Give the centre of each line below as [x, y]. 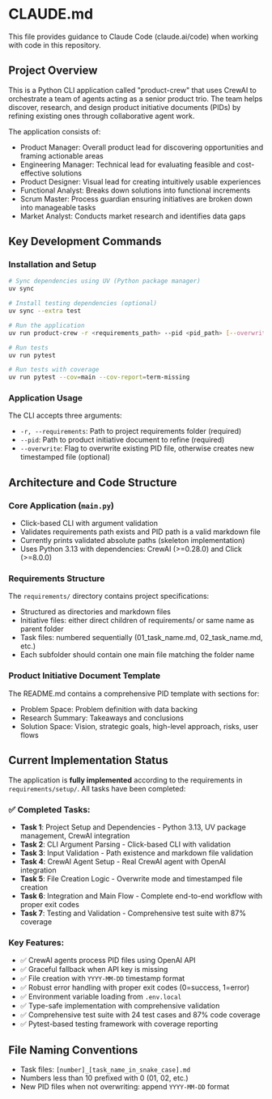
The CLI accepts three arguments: [66, 416]
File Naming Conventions [73, 1050]
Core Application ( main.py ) [62, 505]
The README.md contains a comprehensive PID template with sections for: [134, 694]
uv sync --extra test [45, 311]
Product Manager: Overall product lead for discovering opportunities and [142, 147]
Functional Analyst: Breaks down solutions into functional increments [135, 190]
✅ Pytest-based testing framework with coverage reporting [119, 1024]
